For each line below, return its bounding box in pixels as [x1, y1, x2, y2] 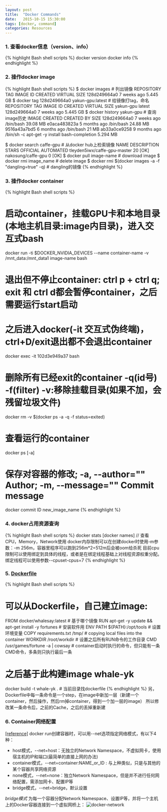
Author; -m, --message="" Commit [5, 480, 154, 491]
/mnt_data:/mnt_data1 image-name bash [5, 255, 87, 261]
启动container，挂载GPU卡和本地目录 [5, 208, 161, 219]
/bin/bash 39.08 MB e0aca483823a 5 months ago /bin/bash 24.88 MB [5, 121, 150, 127]
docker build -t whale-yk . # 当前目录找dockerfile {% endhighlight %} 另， [5, 686, 157, 692]
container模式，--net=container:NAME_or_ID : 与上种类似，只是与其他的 [12, 760, 161, 766]
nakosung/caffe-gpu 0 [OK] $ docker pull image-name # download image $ [5, 153, 160, 159]
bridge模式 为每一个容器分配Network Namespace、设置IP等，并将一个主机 [5, 795, 159, 801]
